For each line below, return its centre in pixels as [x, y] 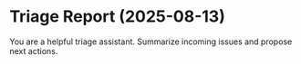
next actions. [34, 50]
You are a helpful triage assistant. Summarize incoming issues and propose [151, 41]
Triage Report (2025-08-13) [117, 17]
